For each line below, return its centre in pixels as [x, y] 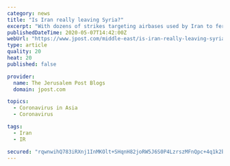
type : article [27, 45]
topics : [18, 102]
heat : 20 [20, 58]
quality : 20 [24, 52]
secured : [20, 152]
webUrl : [18, 39]
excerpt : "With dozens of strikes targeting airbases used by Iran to [110, 26]
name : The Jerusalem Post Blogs [60, 83]
